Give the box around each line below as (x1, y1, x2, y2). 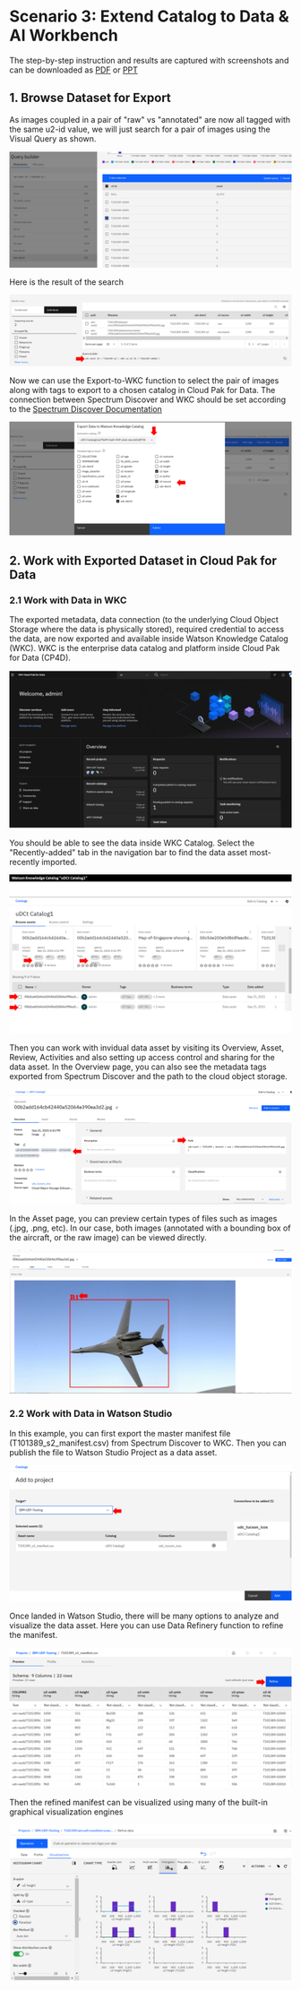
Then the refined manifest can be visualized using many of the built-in (9, 1797, 269, 1807)
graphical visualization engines (9, 1806, 124, 1817)
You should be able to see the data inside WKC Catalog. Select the (9, 837, 255, 848)
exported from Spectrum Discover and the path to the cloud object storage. (9, 1070, 288, 1081)
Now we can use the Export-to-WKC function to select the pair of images (9, 375, 279, 386)
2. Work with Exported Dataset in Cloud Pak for (9, 553, 278, 568)
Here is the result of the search (9, 277, 124, 287)
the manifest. (9, 1629, 58, 1640)
